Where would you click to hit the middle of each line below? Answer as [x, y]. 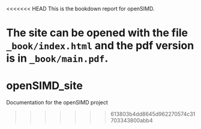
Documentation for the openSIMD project [57, 103]
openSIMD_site [44, 86]
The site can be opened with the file [97, 33]
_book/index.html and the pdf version [100, 46]
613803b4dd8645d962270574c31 [153, 114]
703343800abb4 [132, 121]
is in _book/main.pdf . [57, 58]
